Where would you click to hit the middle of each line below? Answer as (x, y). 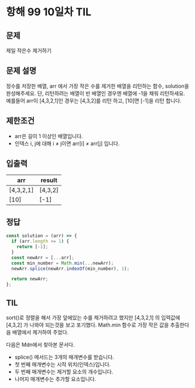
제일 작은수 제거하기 (29, 51)
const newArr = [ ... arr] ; (43, 257)
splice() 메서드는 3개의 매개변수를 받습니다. (64, 357)
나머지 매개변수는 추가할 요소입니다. (55, 379)
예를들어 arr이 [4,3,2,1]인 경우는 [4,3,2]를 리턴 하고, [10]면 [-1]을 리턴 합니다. (94, 101)
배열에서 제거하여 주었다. (40, 332)
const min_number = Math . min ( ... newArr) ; (63, 263)
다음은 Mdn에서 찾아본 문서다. (40, 344)
